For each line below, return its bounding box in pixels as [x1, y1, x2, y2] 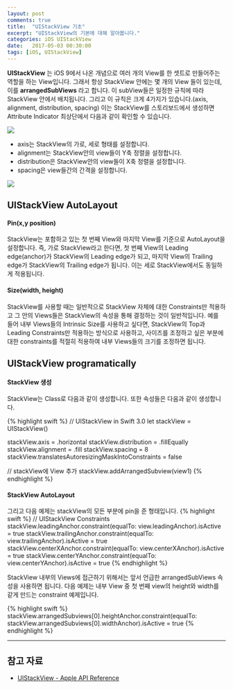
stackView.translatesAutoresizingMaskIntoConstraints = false [7, 452, 182, 461]
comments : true [7, 17, 51, 24]
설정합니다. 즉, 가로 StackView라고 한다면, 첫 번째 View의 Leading [7, 244, 189, 252]
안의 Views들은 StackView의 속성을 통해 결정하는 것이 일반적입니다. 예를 [21, 311, 219, 319]
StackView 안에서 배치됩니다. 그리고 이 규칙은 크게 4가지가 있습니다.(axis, [7, 94, 208, 103]
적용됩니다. [14, 270, 45, 278]
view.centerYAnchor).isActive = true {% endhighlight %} [7, 559, 169, 568]
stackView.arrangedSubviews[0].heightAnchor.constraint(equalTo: [7, 612, 198, 620]
